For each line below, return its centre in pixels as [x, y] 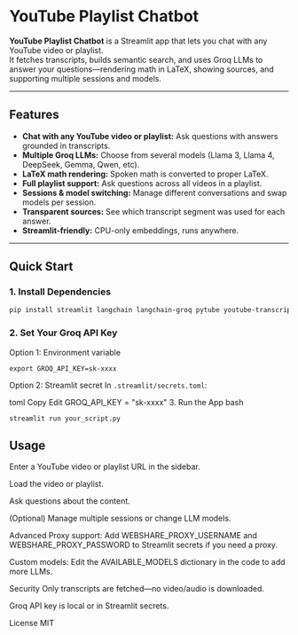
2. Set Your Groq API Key [63, 333]
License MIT [32, 623]
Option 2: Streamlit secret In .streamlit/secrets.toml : [108, 385]
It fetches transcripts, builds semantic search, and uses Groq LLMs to [136, 59]
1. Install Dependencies [60, 292]
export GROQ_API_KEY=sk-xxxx [63, 368]
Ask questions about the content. [70, 501]
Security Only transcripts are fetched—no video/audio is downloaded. [137, 589]
